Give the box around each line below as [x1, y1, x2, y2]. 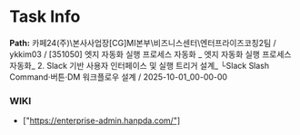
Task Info [9, 6, 81, 27]
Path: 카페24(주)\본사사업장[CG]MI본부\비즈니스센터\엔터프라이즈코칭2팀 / [9, 37, 277, 48]
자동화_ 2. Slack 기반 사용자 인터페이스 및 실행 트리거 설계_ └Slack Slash [9, 60, 270, 71]
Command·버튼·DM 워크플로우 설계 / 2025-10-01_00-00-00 [9, 71, 228, 82]
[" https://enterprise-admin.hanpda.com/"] [22, 115, 181, 126]
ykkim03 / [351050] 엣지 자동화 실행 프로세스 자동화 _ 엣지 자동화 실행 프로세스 [9, 48, 292, 60]
